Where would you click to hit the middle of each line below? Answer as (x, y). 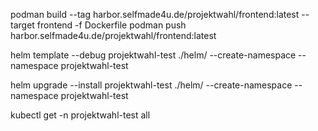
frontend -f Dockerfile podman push (111, 25)
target (22, 25)
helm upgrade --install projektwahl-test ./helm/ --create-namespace (151, 85)
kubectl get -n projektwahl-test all (80, 115)
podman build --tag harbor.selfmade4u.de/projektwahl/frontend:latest (155, 14)
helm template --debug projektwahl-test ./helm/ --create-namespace (153, 55)
